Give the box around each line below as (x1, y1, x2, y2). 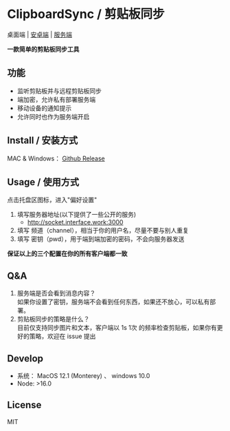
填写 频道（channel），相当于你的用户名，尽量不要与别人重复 (16, 227, 189, 235)
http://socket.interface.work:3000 (27, 218, 124, 227)
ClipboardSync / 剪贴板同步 (7, 6, 165, 22)
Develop (7, 353, 43, 364)
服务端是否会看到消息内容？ (16, 289, 96, 297)
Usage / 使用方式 (7, 176, 80, 188)
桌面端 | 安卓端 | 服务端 (7, 30, 73, 39)
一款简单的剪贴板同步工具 (7, 45, 80, 53)
